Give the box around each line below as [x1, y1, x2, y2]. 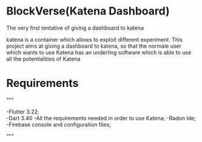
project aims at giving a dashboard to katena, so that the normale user [6, 42, 182, 50]
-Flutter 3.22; [6, 108, 39, 115]
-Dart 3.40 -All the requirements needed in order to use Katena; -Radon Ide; [6, 114, 196, 121]
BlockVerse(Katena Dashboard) [6, 4, 170, 18]
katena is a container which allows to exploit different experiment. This [6, 36, 183, 43]
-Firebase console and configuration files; [6, 121, 111, 128]
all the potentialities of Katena [6, 55, 81, 62]
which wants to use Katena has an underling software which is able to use [6, 48, 192, 56]
